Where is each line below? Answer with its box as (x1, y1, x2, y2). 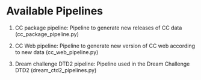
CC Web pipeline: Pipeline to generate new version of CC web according (14, 42, 196, 49)
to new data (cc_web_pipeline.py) (14, 48, 99, 55)
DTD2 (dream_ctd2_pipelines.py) (14, 66, 97, 73)
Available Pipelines (6, 4, 104, 18)
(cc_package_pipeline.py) (14, 30, 79, 37)
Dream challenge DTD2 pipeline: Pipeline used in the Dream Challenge (14, 60, 190, 67)
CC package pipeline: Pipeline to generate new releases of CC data (14, 24, 182, 31)
